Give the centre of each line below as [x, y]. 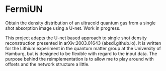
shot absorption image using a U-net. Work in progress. [63, 28]
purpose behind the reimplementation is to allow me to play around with [79, 59]
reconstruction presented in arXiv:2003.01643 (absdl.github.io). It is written [83, 43]
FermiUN [24, 9]
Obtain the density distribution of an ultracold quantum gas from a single [80, 23]
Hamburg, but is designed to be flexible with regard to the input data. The [81, 54]
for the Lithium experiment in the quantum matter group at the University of [83, 48]
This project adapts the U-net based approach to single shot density [76, 38]
